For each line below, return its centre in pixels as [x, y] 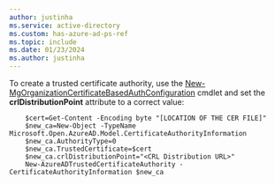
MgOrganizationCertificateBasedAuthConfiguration [103, 92]
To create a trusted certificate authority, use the [96, 83]
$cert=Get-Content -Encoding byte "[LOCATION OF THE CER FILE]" [146, 118]
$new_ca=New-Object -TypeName [81, 126]
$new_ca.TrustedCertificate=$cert [88, 149]
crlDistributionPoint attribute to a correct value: [97, 102]
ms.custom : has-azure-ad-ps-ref [69, 33]
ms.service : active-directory [65, 26]
